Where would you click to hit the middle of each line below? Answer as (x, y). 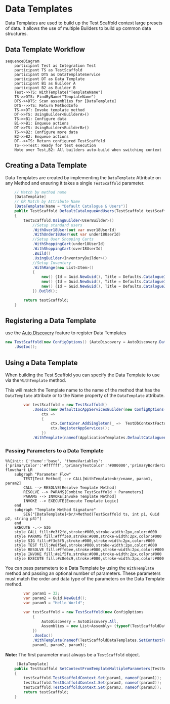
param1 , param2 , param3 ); (59, 645)
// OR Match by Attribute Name (47, 202)
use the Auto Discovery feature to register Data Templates (66, 333)
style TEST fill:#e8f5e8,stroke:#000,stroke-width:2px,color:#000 (86, 545)
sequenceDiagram (22, 61)
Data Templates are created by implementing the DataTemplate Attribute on (83, 177)
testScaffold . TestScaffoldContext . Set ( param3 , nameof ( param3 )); (93, 688)
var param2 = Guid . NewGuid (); (55, 598)
